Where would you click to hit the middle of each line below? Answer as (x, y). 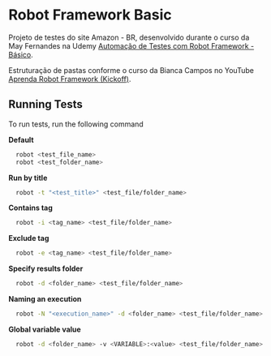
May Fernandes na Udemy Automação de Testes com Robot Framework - (131, 45)
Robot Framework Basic (90, 15)
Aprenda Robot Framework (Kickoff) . (70, 79)
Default (21, 139)
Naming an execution (45, 299)
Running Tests (45, 104)
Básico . (21, 54)
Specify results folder (46, 268)
